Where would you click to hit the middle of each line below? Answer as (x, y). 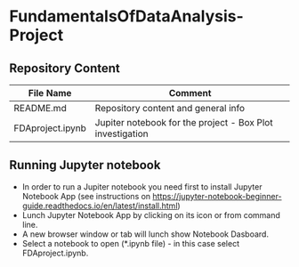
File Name (50, 93)
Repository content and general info (170, 108)
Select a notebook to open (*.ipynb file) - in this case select (131, 243)
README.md (40, 108)
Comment (190, 93)
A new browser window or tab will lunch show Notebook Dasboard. (145, 234)
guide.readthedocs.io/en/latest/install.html (100, 206)
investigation (121, 133)
